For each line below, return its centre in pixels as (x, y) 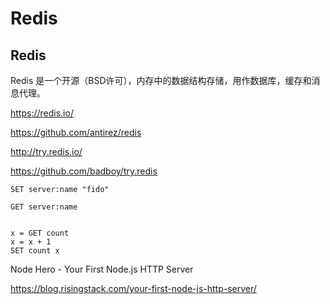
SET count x (35, 251)
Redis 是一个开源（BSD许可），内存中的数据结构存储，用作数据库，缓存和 (161, 80)
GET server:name (44, 207)
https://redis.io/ (42, 113)
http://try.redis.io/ (46, 151)
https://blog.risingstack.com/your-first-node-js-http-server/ (133, 288)
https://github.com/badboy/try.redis (84, 171)
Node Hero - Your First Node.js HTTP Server (102, 269)
